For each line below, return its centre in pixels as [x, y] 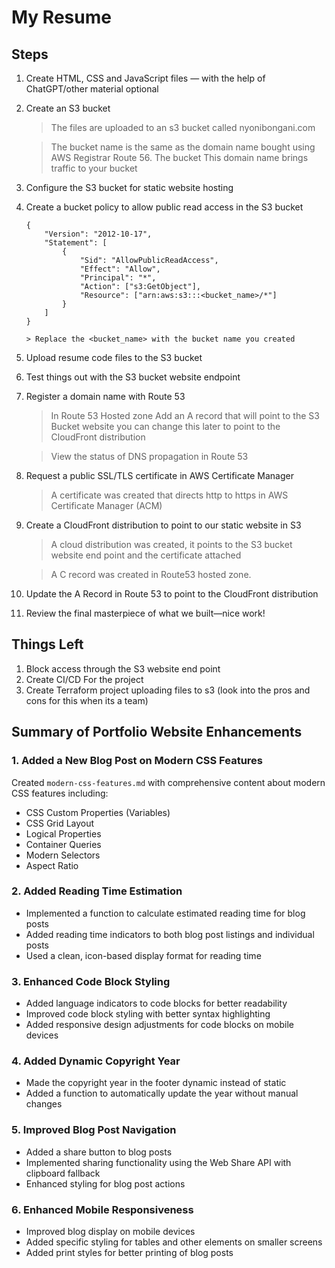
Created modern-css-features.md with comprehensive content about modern [168, 782]
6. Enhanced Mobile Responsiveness [102, 1209]
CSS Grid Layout [60, 823]
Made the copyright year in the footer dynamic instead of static [156, 1083]
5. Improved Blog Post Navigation [94, 1130]
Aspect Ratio [52, 865]
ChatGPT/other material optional [92, 89]
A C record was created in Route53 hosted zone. [151, 574]
